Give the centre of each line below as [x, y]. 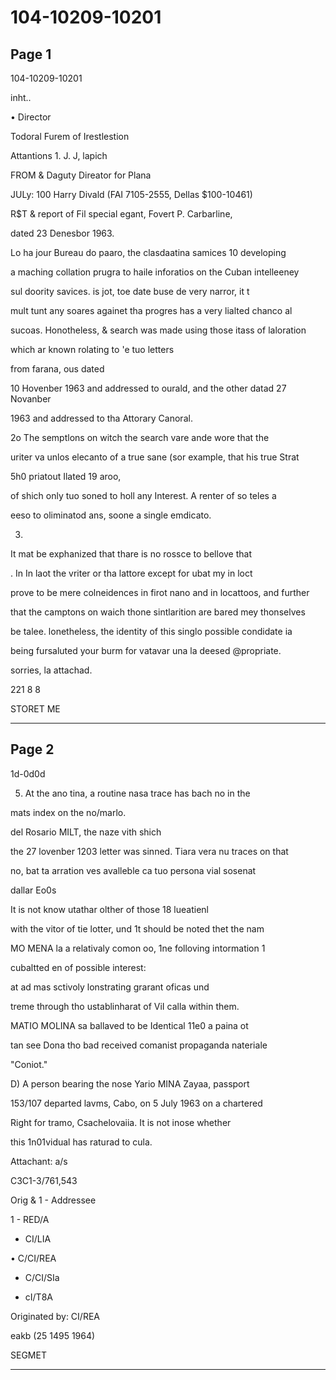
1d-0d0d [28, 773]
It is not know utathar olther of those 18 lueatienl [109, 909]
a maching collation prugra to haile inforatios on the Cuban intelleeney [155, 272]
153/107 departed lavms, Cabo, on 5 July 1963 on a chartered [136, 1103]
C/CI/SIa [42, 1277]
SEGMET [28, 1355]
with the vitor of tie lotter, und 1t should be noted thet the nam [137, 928]
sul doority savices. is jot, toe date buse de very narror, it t [130, 291]
